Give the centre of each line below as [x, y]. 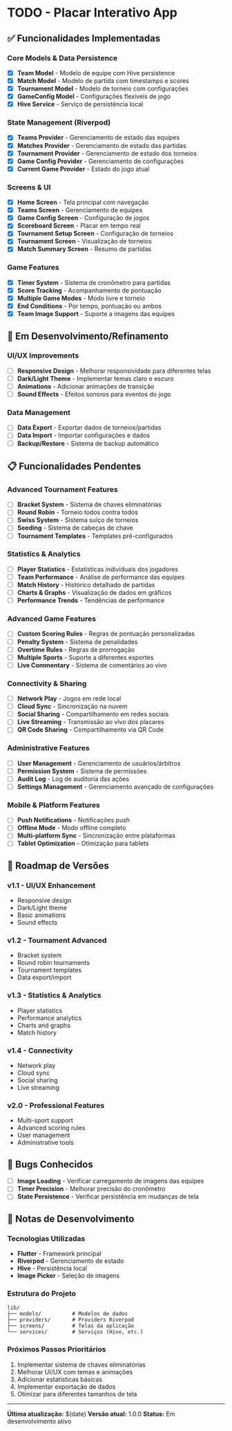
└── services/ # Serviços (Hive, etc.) [75, 1332]
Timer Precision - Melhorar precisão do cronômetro [91, 1189]
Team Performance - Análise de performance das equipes [101, 577]
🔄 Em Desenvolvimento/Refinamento [88, 336]
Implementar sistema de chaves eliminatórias [81, 1365]
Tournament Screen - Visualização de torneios [84, 241]
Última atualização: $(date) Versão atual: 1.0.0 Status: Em [91, 1414]
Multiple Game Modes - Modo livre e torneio [81, 298]
